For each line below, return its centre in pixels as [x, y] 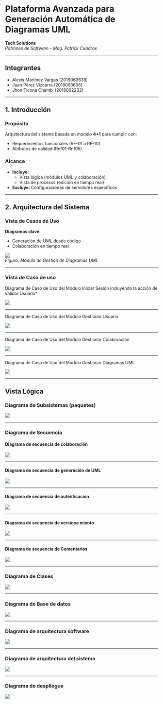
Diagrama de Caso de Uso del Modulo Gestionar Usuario [62, 316]
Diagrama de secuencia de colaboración [47, 444]
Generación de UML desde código [46, 241]
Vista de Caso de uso [31, 278]
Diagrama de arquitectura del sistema [50, 659]
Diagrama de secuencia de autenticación [47, 497]
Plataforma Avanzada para [60, 9]
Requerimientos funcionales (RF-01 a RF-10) [56, 144]
